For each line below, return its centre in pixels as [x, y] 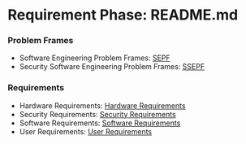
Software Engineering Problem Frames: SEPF [95, 58]
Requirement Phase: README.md [123, 15]
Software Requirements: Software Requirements [100, 123]
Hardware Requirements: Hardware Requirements [102, 105]
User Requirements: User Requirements [86, 131]
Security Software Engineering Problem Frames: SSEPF [112, 67]
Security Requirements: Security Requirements [97, 114]
